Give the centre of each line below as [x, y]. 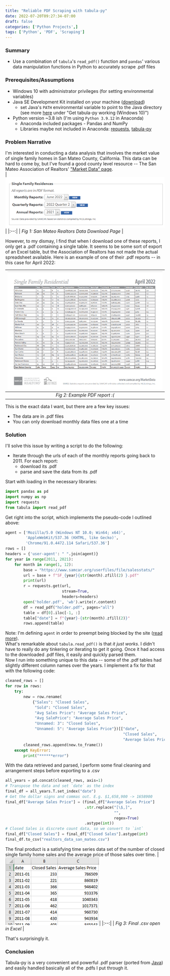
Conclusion [20, 952]
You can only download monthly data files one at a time [70, 421]
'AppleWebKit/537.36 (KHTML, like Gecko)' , [72, 538]
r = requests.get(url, [47, 586]
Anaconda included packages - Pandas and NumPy [74, 123]
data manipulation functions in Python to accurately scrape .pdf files [84, 67]
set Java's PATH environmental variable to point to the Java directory [91, 107]
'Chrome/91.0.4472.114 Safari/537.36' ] [68, 543]
